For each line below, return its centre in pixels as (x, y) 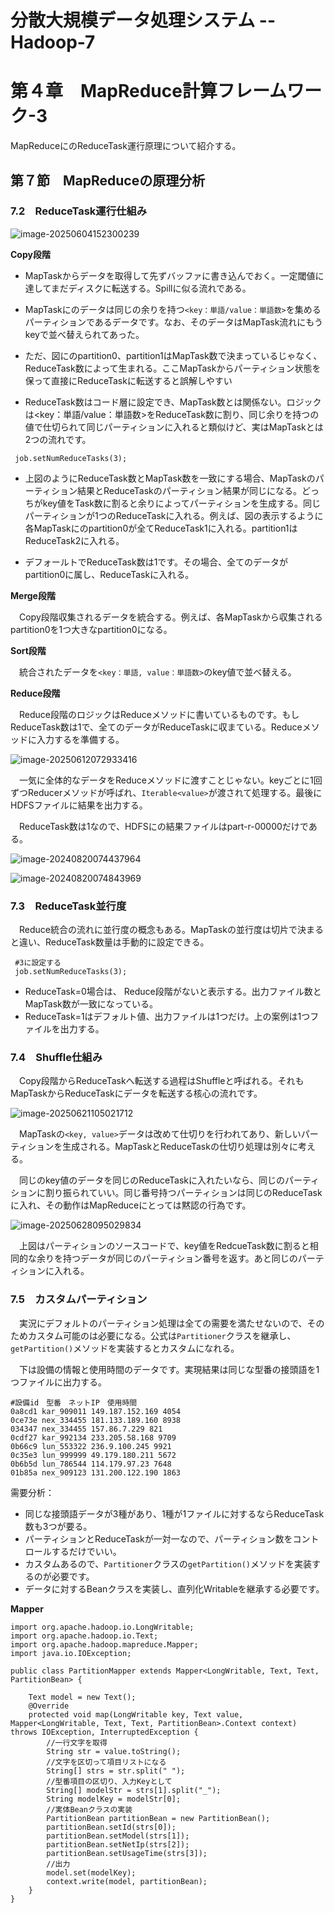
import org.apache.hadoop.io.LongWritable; (102, 1627)
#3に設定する (38, 963)
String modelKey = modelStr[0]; (114, 1799)
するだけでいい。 (86, 1551)
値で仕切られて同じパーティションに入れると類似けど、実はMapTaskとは (174, 427)
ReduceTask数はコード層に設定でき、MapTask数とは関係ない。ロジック (173, 402)
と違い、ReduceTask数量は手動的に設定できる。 (110, 942)
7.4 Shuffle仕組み (56, 1058)
